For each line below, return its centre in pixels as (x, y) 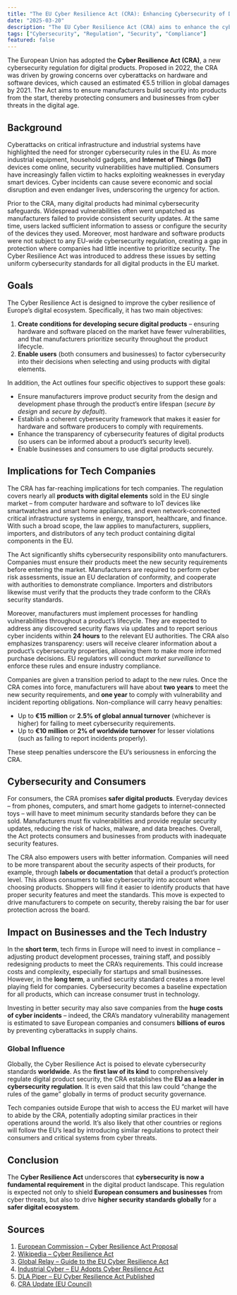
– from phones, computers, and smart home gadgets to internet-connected (116, 806)
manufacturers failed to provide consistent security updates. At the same (114, 218)
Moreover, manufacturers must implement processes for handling (103, 613)
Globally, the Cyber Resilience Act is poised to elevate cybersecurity (107, 1064)
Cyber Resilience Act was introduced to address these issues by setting (112, 256)
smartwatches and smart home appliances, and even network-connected (114, 510)
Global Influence (36, 1049)
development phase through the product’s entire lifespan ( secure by (116, 404)
